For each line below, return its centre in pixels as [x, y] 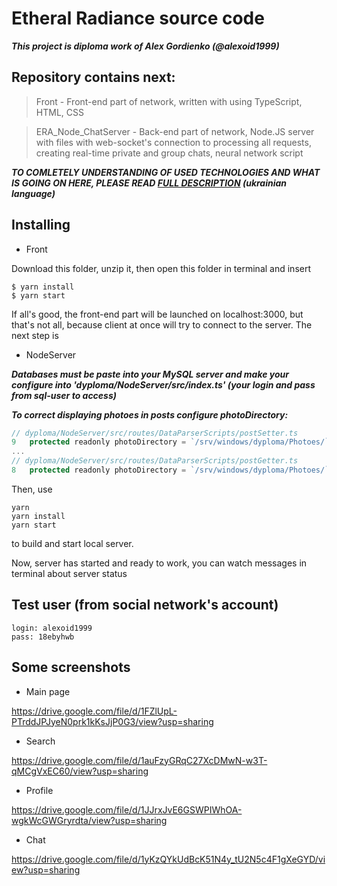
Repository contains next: [93, 77]
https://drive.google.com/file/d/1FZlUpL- [94, 711]
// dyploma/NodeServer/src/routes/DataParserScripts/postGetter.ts [155, 461]
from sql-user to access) [64, 395]
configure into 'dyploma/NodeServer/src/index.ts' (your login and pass [163, 384]
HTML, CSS [59, 112]
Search [40, 741]
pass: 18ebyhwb [43, 637]
